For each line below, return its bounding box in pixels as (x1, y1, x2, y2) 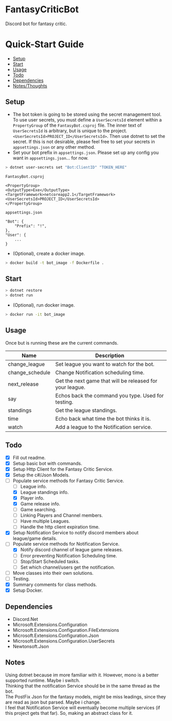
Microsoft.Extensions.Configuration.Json (12, 632, 99, 638)
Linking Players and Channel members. (20, 512, 103, 518)
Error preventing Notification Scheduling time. (20, 552, 117, 558)
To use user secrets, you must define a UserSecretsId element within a (12, 116, 162, 123)
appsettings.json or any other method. (12, 144, 96, 150)
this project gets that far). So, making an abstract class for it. (5, 710, 133, 716)
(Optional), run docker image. (12, 302, 75, 308)
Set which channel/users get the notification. (20, 564, 115, 570)
